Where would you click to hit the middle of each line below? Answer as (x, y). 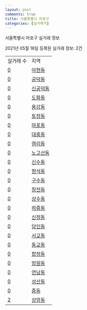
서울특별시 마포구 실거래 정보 (32, 38)
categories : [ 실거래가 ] (27, 23)
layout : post (18, 10)
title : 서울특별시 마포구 (27, 19)
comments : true (20, 14)
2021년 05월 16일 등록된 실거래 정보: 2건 (44, 48)
